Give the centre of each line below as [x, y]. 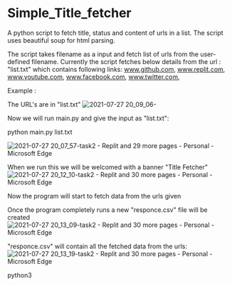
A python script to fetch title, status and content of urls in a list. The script [115, 33]
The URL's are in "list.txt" [44, 104]
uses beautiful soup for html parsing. [61, 40]
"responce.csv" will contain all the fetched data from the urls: [97, 246]
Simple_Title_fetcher [69, 13]
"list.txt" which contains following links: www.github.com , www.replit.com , [116, 69]
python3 [20, 275]
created [19, 217]
